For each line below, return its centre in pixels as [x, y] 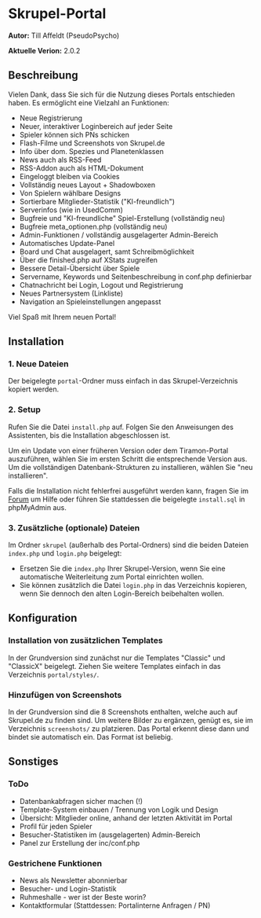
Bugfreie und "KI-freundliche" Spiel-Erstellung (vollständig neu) [122, 218]
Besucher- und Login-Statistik [68, 889]
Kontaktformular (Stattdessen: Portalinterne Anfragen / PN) [115, 905]
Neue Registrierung [51, 118]
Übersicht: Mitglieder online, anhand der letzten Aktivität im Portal [126, 817]
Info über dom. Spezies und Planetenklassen [92, 151]
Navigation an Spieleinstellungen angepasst [90, 301]
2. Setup [25, 409]
